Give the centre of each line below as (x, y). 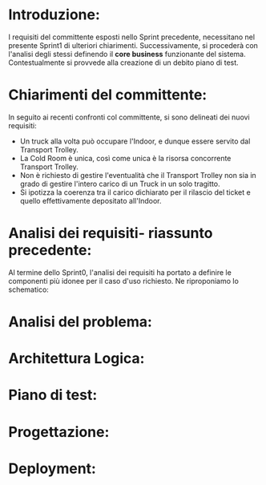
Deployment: (52, 469)
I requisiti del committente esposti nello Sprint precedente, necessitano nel (131, 37)
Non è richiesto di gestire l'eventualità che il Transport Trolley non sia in (138, 175)
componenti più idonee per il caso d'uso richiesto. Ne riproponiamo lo (123, 281)
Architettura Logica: (77, 359)
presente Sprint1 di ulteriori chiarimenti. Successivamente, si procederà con (133, 45)
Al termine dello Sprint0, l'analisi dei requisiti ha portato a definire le (120, 272)
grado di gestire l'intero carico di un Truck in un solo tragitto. (120, 184)
